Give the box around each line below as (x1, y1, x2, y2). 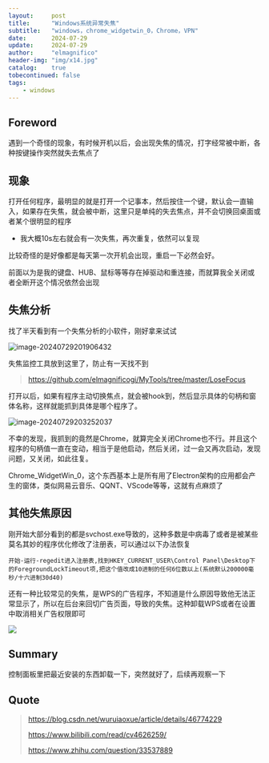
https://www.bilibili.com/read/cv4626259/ (27, 730, 167, 740)
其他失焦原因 (8, 506, 72, 520)
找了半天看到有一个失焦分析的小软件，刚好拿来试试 (8, 326, 177, 335)
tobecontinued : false (8, 71, 81, 79)
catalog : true (8, 64, 66, 72)
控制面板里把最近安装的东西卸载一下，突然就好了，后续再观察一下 (8, 669, 226, 679)
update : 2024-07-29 (8, 42, 88, 50)
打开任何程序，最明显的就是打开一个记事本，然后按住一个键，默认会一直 (8, 197, 247, 206)
